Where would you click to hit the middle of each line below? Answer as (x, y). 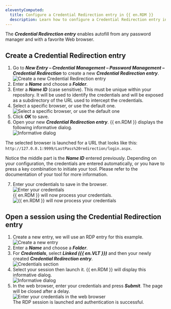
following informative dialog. (42, 128)
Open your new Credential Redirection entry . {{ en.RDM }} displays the (88, 122)
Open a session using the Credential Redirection (83, 217)
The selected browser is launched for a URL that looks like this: (71, 143)
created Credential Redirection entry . (53, 259)
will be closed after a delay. (41, 291)
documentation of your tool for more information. (56, 175)
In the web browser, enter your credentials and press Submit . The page (88, 286)
